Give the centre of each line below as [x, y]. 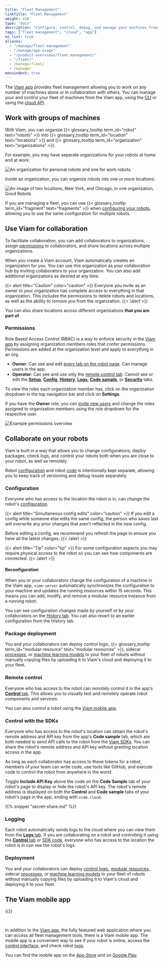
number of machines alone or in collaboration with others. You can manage [80, 92]
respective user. [21, 414]
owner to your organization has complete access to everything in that [75, 291]
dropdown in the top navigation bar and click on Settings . [63, 394]
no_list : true [19, 37]
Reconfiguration [22, 569]
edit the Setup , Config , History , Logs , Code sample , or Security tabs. [83, 379]
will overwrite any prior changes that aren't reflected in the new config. [76, 523]
